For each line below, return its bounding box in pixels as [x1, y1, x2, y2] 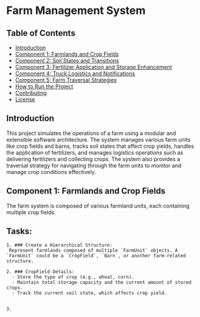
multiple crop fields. [6, 208, 57, 216]
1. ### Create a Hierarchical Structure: [6, 242, 113, 248]
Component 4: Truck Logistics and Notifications [15, 70, 136, 77]
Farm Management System [6, 4, 146, 18]
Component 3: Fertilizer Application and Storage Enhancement [15, 63, 172, 71]
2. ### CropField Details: [6, 269, 75, 275]
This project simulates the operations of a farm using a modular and [6, 129, 176, 137]
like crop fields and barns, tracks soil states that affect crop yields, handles [6, 142, 195, 150]
